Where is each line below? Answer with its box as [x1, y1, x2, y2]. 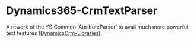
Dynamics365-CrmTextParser [6, 4, 158, 17]
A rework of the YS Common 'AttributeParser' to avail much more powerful [6, 23, 189, 30]
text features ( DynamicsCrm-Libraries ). [6, 29, 103, 36]
